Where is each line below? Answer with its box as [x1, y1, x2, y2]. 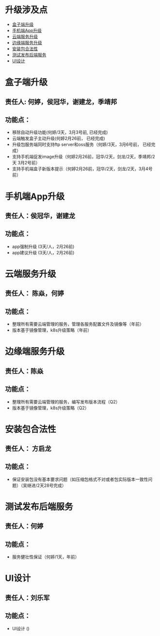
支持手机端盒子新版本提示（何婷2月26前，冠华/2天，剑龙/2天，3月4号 [12, 166, 153, 172]
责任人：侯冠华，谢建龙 [5, 212, 75, 220]
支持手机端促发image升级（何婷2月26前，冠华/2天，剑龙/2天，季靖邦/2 [12, 154, 155, 159]
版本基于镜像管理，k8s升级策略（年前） [12, 327, 92, 333]
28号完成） [44, 482, 66, 488]
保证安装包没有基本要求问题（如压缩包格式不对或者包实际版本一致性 [12, 476, 148, 482]
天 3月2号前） [12, 160, 40, 166]
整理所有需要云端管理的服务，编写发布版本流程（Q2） [12, 399, 120, 405]
